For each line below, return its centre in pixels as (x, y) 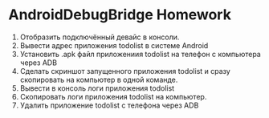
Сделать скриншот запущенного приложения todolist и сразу (125, 71)
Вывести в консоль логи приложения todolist (97, 88)
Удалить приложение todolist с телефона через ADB (109, 105)
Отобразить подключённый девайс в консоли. (100, 37)
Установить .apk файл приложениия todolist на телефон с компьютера (140, 54)
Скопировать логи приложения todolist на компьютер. (113, 96)
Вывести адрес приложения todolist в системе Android (114, 45)
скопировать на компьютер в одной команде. (99, 79)
